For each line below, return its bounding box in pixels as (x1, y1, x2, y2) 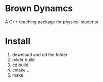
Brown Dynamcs (5, 3, 73, 14)
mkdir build (12, 56, 35, 63)
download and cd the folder (12, 52, 68, 57)
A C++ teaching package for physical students (5, 19, 99, 25)
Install (5, 36, 31, 47)
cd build (12, 62, 29, 68)
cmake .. (12, 67, 30, 73)
